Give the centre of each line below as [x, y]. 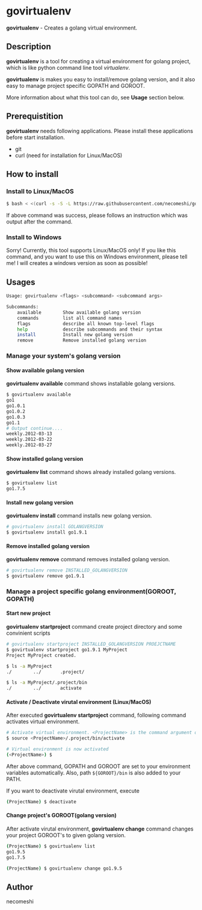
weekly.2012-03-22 [29, 440]
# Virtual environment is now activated [58, 749]
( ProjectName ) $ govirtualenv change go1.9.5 [64, 868]
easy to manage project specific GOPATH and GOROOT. [76, 86]
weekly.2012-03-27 [29, 445]
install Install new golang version [75, 335]
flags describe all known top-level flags [86, 323]
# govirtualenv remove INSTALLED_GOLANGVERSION [67, 570]
